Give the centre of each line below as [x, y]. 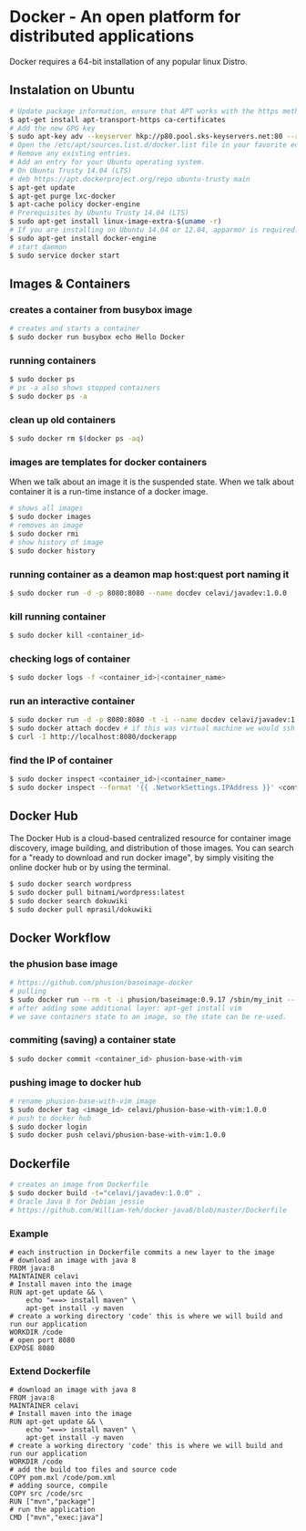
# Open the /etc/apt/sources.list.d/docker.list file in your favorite [148, 145]
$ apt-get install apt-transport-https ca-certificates [117, 120]
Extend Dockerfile [50, 1370]
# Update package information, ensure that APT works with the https [144, 111]
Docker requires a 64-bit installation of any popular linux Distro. [128, 61]
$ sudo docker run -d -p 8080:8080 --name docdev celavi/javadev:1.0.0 [148, 593]
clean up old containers [63, 420]
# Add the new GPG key [52, 128]
